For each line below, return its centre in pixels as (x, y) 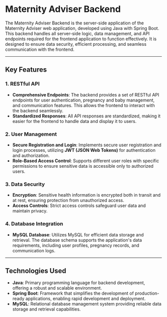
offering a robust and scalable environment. (57, 288)
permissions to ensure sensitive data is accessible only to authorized (83, 166)
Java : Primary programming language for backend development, (79, 283)
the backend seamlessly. (38, 110)
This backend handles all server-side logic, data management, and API (78, 33)
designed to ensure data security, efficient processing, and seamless (76, 44)
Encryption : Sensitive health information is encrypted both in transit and (86, 195)
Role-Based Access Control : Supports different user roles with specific (85, 161)
